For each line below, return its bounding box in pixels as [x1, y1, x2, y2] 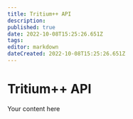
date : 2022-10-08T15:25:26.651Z [7, 30, 103, 38]
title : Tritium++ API [7, 10, 72, 18]
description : [7, 17, 46, 24]
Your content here [7, 104, 60, 113]
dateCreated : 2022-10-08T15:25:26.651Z [7, 51, 126, 58]
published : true [7, 24, 55, 31]
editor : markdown [7, 43, 59, 51]
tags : [7, 37, 23, 44]
